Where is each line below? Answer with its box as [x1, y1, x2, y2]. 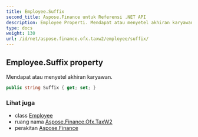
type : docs [6, 25, 33, 31]
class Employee [14, 112, 53, 119]
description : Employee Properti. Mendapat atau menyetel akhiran [6, 19, 170, 25]
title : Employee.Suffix [6, 8, 65, 15]
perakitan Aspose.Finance [14, 124, 78, 131]
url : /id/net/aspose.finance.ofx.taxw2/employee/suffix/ [6, 36, 149, 42]
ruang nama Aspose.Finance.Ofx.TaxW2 [14, 118, 113, 125]
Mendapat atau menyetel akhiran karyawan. [6, 73, 113, 80]
